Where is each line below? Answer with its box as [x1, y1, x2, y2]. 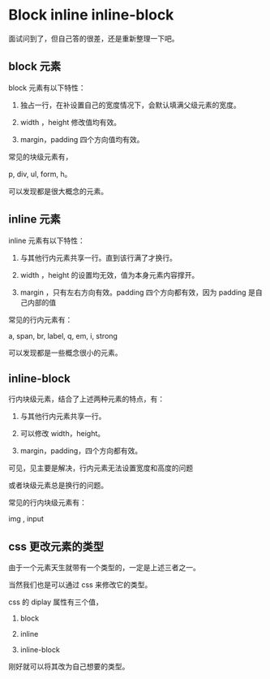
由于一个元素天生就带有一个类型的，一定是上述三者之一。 [8, 563, 200, 573]
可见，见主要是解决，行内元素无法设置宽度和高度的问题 [8, 463, 193, 473]
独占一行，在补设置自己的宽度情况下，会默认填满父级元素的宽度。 [19, 100, 241, 110]
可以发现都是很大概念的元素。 [8, 186, 108, 196]
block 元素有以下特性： [8, 83, 86, 93]
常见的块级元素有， [8, 152, 73, 162]
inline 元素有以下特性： [8, 236, 85, 245]
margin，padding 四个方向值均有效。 [19, 134, 144, 144]
